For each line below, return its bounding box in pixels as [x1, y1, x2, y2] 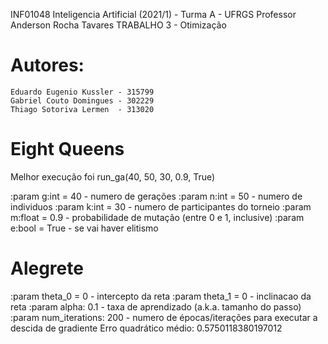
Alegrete [10, 257, 84, 280]
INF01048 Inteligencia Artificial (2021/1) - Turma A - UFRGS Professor [10, 9, 297, 20]
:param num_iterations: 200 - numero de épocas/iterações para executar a [10, 311, 318, 323]
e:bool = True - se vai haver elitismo [10, 222, 159, 234]
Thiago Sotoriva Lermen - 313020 [10, 104, 155, 114]
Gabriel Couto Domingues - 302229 [10, 95, 155, 106]
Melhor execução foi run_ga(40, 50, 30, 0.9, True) [10, 170, 216, 183]
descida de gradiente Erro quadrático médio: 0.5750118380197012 [10, 322, 283, 334]
